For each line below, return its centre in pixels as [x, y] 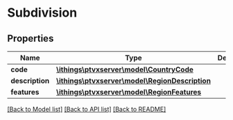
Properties [31, 38]
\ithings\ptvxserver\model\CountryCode [125, 69]
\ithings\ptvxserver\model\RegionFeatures [129, 92]
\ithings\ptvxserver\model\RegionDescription [133, 81]
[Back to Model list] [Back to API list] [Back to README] [87, 109]
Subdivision [42, 13]
